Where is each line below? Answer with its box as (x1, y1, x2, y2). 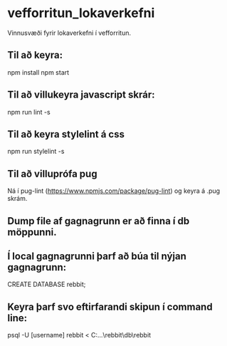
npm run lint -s (7, 108, 51, 116)
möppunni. (7, 226, 57, 238)
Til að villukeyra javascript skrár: (7, 89, 155, 101)
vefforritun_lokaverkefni (7, 5, 155, 21)
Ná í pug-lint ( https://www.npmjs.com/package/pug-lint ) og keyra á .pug (7, 187, 221, 195)
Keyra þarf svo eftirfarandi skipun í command (7, 300, 213, 313)
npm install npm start (7, 68, 70, 76)
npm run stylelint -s (7, 147, 65, 156)
